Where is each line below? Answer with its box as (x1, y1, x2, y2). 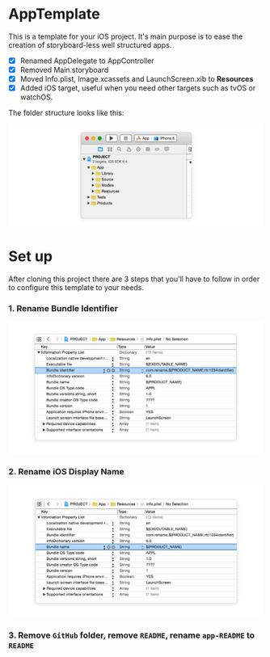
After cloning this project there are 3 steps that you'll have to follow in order (8, 274, 260, 284)
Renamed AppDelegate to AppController (19, 56, 155, 65)
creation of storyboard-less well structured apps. (8, 40, 172, 49)
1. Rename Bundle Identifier (8, 302, 119, 314)
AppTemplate (8, 5, 100, 23)
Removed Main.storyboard (19, 65, 109, 74)
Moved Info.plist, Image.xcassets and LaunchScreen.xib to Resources (19, 74, 254, 84)
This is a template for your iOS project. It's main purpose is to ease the (8, 32, 243, 41)
